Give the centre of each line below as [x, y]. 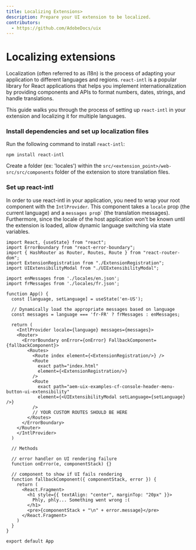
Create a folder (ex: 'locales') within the [54, 166]
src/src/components [30, 173]
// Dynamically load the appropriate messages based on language [93, 309]
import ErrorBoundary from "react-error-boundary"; [71, 247]
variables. [18, 231]
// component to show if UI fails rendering [67, 474]
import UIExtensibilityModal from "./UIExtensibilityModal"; [83, 268]
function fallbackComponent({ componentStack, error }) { [84, 479]
